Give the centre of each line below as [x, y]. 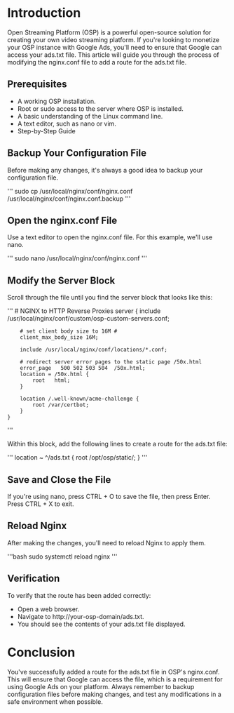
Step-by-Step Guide [46, 131]
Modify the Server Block [61, 280]
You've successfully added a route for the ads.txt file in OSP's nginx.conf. [113, 672]
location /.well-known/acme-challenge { [80, 399]
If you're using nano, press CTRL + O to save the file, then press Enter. [109, 497]
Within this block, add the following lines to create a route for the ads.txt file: [117, 444]
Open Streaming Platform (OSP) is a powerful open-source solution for [109, 32]
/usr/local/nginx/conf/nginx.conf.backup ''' [69, 199]
